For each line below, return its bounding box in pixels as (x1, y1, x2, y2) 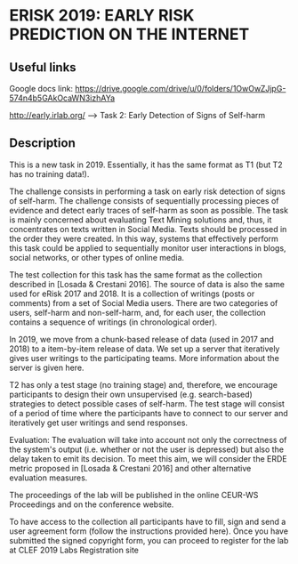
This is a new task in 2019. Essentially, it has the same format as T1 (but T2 (9, 159, 283, 170)
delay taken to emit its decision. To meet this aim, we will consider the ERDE (9, 453, 287, 463)
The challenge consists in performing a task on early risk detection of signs (9, 186, 286, 197)
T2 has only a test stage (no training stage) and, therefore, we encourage (9, 379, 278, 390)
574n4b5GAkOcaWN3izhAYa (9, 93, 116, 103)
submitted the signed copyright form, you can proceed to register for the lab (9, 535, 289, 545)
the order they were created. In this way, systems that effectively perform (9, 233, 278, 244)
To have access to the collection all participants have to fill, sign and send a (9, 516, 286, 527)
